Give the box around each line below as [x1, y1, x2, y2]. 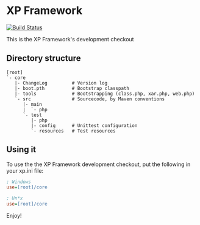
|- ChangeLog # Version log [14, 80, 108, 86]
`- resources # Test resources [30, 128, 116, 134]
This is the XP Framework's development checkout [6, 35, 134, 43]
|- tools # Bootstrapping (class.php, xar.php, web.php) [14, 91, 195, 97]
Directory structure [6, 53, 81, 64]
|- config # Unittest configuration [30, 122, 138, 128]
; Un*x [6, 195, 23, 201]
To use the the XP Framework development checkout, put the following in [6, 161, 191, 168]
